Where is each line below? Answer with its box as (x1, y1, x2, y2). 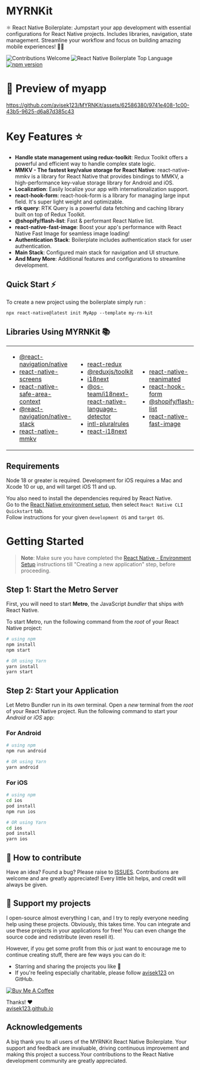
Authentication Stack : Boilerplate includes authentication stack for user (14, 236, 192, 243)
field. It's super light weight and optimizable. (14, 198, 124, 205)
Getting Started (6, 535, 85, 548)
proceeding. (20, 567, 51, 574)
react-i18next (87, 427, 127, 436)
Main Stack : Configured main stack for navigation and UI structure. (14, 249, 180, 256)
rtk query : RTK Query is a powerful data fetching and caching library (14, 204, 184, 211)
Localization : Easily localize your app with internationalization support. (14, 185, 189, 192)
